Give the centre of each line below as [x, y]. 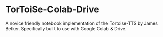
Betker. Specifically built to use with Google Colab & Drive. [66, 28]
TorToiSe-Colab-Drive [52, 9]
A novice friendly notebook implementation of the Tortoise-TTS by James [82, 23]
